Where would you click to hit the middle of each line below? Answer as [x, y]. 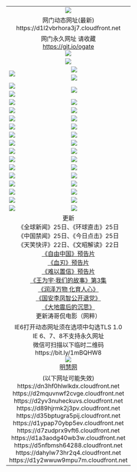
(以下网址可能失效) [68, 378]
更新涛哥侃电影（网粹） [68, 315]
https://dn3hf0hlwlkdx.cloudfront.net [68, 386]
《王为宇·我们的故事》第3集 [68, 280]
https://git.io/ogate [68, 46]
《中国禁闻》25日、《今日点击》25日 [68, 235]
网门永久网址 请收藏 [68, 39]
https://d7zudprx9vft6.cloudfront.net [68, 430]
